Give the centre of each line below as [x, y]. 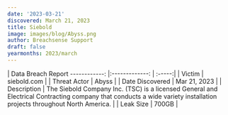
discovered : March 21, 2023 [49, 21]
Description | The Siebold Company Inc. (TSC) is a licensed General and [113, 89]
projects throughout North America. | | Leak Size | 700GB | [93, 104]
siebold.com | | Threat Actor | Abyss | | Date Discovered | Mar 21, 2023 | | [114, 81]
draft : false [27, 47]
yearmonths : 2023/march [42, 54]
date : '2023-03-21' [36, 14]
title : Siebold [30, 27]
